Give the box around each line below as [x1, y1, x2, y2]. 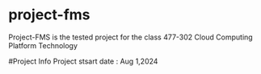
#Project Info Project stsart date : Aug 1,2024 [8, 56, 158, 66]
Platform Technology [8, 40, 78, 50]
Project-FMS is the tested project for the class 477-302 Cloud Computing [8, 32, 253, 42]
